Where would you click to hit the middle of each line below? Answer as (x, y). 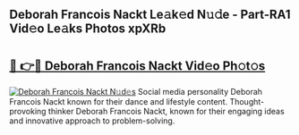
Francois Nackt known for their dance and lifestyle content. (119, 101)
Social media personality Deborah (200, 92)
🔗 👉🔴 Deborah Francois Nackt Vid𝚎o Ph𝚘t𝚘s (137, 66)
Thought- (247, 101)
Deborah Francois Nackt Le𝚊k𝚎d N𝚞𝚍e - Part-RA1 (150, 15)
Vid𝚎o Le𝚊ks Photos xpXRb (88, 29)
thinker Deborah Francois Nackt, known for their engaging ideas (166, 111)
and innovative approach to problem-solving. (92, 121)
